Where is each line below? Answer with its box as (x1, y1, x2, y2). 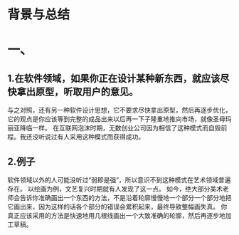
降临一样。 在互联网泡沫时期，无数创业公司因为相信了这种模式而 (19, 124, 208, 132)
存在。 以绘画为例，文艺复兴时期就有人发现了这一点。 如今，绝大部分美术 (7, 184, 223, 193)
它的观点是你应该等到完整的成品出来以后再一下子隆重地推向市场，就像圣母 (7, 115, 225, 123)
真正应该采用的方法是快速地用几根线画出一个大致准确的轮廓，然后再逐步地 (7, 211, 225, 219)
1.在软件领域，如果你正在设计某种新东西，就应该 (7, 72, 221, 84)
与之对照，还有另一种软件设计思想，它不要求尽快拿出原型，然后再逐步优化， (7, 106, 232, 115)
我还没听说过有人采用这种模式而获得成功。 (19, 132, 144, 141)
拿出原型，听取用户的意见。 (16, 85, 139, 98)
